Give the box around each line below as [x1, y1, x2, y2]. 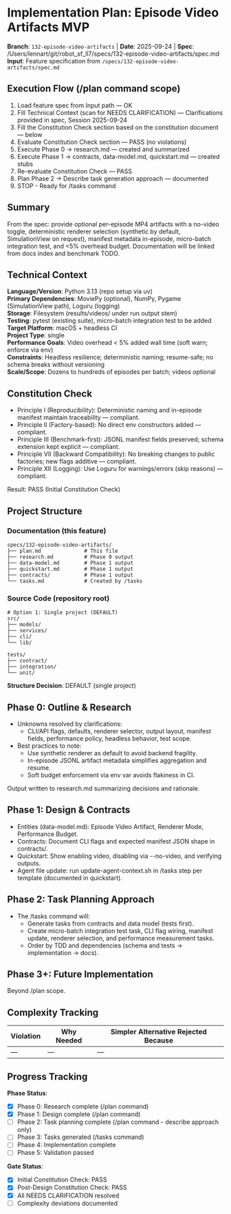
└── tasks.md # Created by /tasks [7, 577, 143, 585]
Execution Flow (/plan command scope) [7, 83, 181, 94]
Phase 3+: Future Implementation [7, 969, 153, 980]
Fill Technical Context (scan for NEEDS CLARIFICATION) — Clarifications [16, 108, 223, 116]
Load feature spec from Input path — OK [16, 101, 133, 109]
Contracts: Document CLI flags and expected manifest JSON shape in [16, 837, 215, 845]
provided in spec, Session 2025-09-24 [16, 116, 128, 124]
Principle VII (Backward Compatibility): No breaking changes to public [16, 450, 215, 459]
